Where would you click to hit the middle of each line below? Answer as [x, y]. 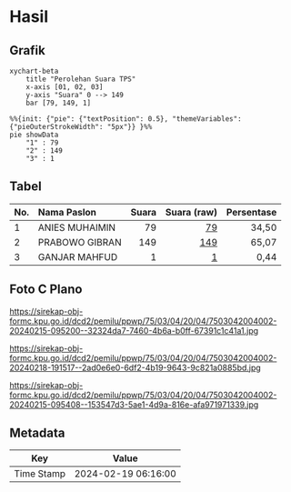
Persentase [251, 212]
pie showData [34, 135]
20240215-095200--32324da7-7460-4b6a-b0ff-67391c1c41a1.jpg [134, 330]
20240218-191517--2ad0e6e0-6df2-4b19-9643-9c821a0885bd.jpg [135, 367]
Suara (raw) [191, 212]
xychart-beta [34, 71]
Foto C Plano [46, 290]
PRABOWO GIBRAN [80, 242]
